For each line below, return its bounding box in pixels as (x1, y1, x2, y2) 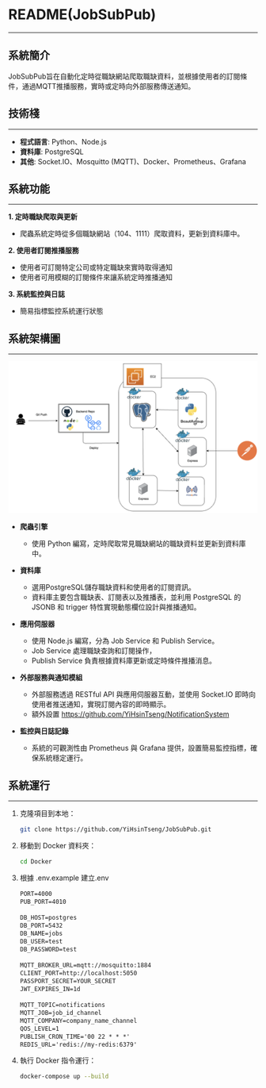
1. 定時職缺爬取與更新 (8, 212, 78, 221)
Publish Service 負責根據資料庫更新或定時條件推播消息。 (31, 656, 216, 666)
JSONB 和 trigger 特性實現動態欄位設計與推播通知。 (31, 602, 201, 612)
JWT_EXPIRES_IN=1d (19, 985, 81, 993)
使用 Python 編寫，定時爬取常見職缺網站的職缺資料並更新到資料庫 (31, 539, 247, 548)
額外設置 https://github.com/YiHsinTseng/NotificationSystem (31, 709, 230, 719)
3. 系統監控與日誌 (8, 290, 66, 299)
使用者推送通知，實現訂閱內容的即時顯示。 (31, 700, 171, 709)
